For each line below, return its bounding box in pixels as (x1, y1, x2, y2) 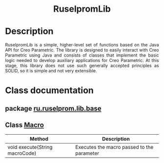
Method (30, 135, 49, 142)
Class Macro (5, 121, 44, 129)
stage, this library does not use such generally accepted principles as (5, 62, 159, 69)
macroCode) (7, 150, 37, 157)
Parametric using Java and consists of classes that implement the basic (5, 52, 159, 58)
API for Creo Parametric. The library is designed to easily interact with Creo (5, 47, 159, 53)
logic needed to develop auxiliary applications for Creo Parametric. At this (5, 58, 159, 63)
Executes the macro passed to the (75, 143, 154, 150)
